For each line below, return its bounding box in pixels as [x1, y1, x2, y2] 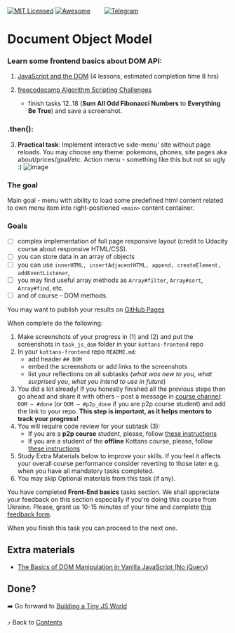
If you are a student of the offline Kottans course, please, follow [27, 437, 213, 445]
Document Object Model [7, 32, 152, 47]
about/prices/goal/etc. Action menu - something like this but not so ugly [17, 155, 226, 164]
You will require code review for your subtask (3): [17, 422, 161, 430]
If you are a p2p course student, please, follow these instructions [27, 429, 217, 438]
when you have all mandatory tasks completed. [17, 467, 154, 475]
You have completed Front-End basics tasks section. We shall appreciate [7, 488, 220, 496]
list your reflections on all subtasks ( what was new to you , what [27, 369, 213, 378]
